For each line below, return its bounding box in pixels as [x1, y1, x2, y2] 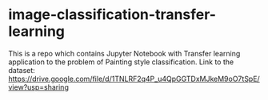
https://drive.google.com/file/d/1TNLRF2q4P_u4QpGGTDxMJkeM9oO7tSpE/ [8, 74, 260, 83]
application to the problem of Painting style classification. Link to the [8, 57, 234, 67]
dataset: [8, 65, 36, 75]
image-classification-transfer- [8, 6, 216, 24]
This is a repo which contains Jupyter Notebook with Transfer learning [8, 48, 241, 58]
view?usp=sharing [8, 82, 70, 92]
